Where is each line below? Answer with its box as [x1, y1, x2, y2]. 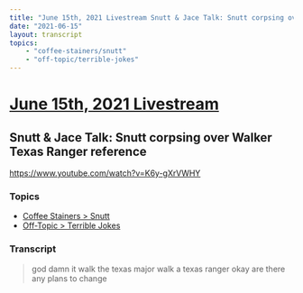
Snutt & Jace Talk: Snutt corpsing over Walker [9, 130, 272, 145]
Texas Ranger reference [9, 143, 147, 159]
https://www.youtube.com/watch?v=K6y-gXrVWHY [9, 168, 201, 179]
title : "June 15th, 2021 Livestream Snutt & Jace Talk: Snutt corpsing [9, 13, 284, 23]
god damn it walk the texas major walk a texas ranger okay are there [31, 263, 286, 274]
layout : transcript [9, 30, 83, 39]
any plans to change [31, 272, 107, 284]
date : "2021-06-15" [9, 22, 83, 31]
